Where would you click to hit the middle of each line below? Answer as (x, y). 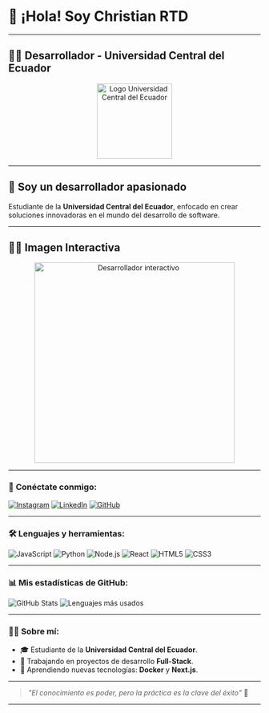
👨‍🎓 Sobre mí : (34, 631)
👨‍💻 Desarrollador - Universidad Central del (116, 56)
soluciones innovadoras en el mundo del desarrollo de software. (114, 215)
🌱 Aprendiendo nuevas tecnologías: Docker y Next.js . (109, 670)
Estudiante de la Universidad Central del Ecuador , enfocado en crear (123, 206)
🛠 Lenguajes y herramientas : (67, 533)
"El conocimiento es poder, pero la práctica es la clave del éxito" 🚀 (138, 692)
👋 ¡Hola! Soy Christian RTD (98, 16)
